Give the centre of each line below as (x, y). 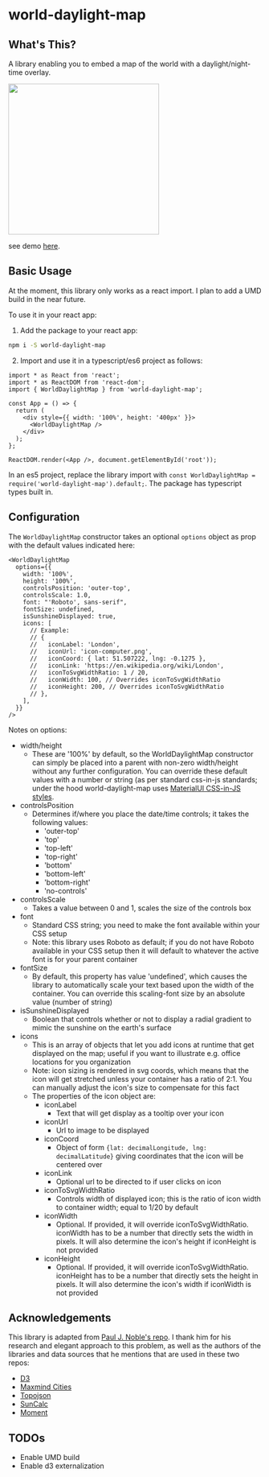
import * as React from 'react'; (64, 375)
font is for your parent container (85, 959)
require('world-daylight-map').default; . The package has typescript (125, 483)
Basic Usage (40, 271)
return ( (30, 411)
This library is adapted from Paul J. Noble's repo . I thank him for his (120, 1337)
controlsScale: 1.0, (57, 595)
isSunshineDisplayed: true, (69, 616)
